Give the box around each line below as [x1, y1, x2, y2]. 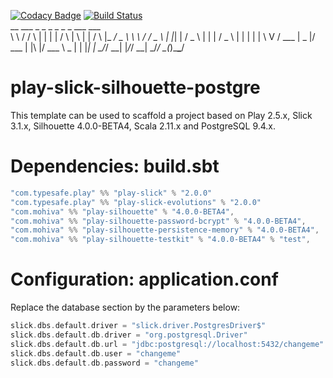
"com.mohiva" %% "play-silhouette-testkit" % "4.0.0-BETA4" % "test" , [10, 235, 311, 245]
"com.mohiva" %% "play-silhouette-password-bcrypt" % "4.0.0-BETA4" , [10, 216, 307, 226]
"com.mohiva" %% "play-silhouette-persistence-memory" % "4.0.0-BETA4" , [10, 225, 320, 235]
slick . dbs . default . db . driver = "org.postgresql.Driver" [10, 330, 248, 340]
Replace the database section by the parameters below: [10, 301, 241, 314]
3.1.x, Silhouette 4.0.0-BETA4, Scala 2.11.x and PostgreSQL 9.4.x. [10, 120, 277, 132]
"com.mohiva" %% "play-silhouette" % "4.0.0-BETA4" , [10, 206, 235, 217]
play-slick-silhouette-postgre [10, 76, 261, 99]
